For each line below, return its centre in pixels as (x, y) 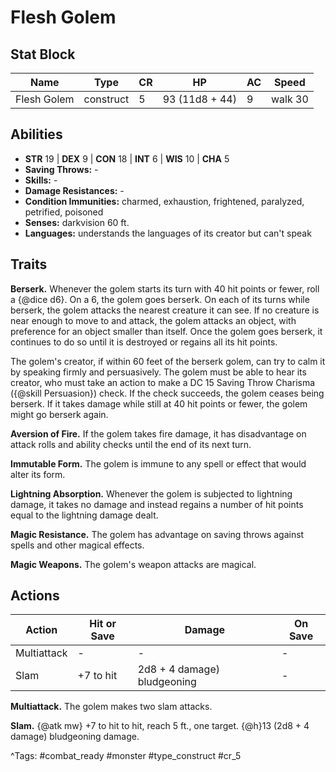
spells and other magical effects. (77, 545)
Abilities (36, 134)
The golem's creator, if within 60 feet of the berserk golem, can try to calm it (168, 361)
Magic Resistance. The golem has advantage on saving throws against (157, 534)
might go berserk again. (59, 414)
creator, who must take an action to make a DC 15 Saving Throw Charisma (163, 382)
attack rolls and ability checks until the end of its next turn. (131, 444)
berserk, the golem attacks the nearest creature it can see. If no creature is (165, 310)
